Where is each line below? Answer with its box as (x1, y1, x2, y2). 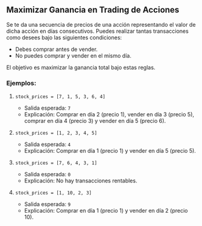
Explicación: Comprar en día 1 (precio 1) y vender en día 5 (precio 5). (24, 147, 197, 155)
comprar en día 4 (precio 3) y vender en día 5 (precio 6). (24, 118, 166, 125)
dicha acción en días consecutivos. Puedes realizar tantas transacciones (6, 27, 189, 35)
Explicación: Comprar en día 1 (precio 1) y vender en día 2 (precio (24, 207, 188, 214)
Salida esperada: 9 (24, 201, 71, 208)
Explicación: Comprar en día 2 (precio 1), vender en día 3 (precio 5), (24, 111, 195, 118)
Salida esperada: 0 (24, 171, 71, 178)
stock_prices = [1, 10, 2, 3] (15, 190, 92, 196)
